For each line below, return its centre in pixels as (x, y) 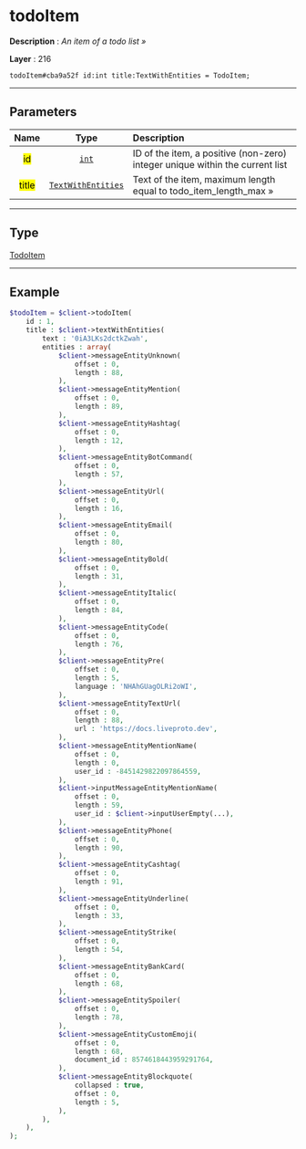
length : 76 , (99, 644)
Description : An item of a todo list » (78, 41)
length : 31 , (99, 576)
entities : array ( (77, 347)
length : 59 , (99, 805)
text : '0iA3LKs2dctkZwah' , (95, 339)
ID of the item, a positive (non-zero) (209, 153)
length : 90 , (99, 848)
